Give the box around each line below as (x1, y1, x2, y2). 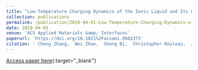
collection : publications (6, 14, 70, 20)
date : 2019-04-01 (6, 24, 49, 31)
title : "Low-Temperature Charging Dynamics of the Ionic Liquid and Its (6, 8, 189, 15)
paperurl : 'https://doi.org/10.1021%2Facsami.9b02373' (6, 36, 144, 41)
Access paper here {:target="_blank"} (6, 57, 97, 64)
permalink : (6, 19, 33, 25)
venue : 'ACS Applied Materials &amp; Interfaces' (6, 30, 131, 36)
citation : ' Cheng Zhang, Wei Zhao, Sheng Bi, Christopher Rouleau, (6, 41, 186, 47)
